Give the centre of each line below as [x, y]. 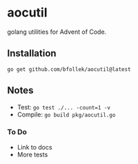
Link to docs [35, 147]
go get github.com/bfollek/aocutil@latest [69, 69]
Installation [32, 53]
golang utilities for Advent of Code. [57, 32]
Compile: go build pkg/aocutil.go [66, 114]
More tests [32, 154]
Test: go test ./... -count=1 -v [63, 107]
